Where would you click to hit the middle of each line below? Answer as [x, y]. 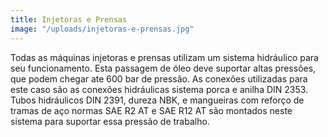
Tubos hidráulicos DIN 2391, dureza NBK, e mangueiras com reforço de [157, 100]
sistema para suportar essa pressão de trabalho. [110, 121]
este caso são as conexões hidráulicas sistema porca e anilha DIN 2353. [159, 89]
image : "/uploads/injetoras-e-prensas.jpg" [102, 29]
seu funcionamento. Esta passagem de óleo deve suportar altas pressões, [163, 68]
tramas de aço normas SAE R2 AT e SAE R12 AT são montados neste [151, 110]
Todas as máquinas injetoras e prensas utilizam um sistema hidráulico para [164, 57]
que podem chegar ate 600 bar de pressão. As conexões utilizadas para [159, 78]
